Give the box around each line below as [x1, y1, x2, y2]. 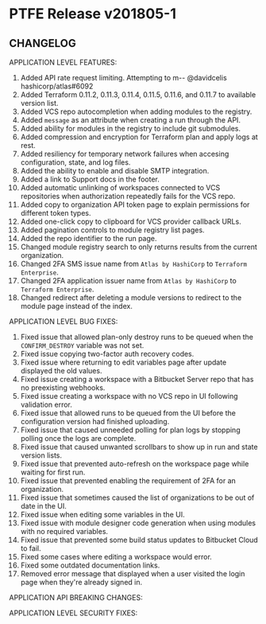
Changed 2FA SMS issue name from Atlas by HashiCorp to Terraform [20, 259, 248, 268]
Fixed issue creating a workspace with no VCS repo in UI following [20, 392, 238, 400]
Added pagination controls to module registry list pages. [20, 225, 205, 235]
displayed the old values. [20, 366, 102, 375]
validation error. [20, 400, 72, 409]
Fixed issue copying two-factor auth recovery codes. [20, 349, 195, 358]
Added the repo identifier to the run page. [20, 234, 157, 243]
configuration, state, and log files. [20, 158, 131, 167]
